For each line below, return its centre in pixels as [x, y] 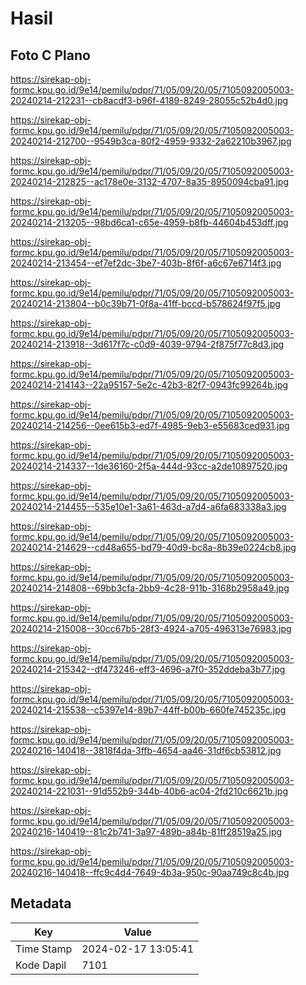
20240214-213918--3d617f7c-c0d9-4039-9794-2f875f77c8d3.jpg [147, 344]
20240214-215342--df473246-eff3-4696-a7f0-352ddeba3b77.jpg [148, 669]
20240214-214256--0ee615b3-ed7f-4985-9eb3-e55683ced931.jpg [150, 425]
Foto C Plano [50, 55]
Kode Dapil [41, 965]
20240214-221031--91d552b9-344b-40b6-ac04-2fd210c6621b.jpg [149, 791]
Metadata [41, 903]
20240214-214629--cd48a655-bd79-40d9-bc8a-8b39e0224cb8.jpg [153, 547]
